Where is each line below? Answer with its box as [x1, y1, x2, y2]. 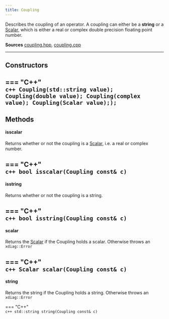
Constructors [5, 61, 48, 70]
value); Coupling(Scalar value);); [5, 99, 117, 106]
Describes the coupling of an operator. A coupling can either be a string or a [5, 21, 164, 27]
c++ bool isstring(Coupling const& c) [5, 215, 127, 222]
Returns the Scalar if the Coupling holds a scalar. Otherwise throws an [5, 239, 151, 245]
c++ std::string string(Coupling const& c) [5, 309, 98, 314]
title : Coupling [5, 7, 39, 13]
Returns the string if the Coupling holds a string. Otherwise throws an [5, 289, 149, 295]
